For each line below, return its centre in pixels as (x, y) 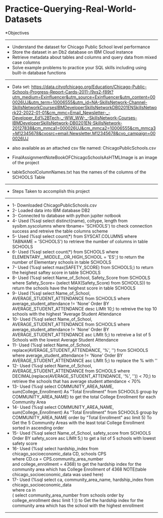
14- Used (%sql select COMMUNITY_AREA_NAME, (63, 407)
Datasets (24, 19)
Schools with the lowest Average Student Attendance (65, 340)
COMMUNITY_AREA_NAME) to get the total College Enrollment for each (84, 397)
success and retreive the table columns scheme (60, 231)
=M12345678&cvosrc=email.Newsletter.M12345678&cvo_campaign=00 (84, 133)
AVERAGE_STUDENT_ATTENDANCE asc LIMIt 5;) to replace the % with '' (85, 360)
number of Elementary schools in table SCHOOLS (62, 262)
